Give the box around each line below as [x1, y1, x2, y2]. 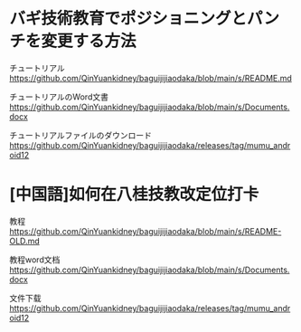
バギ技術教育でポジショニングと [9, 8, 248, 29]
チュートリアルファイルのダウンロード [9, 129, 152, 140]
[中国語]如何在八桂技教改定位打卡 [9, 185, 259, 204]
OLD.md [9, 235, 40, 246]
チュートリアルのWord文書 [9, 91, 108, 102]
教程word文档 [9, 254, 61, 265]
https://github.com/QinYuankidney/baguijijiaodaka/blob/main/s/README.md [9, 72, 292, 83]
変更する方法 [41, 31, 137, 52]
